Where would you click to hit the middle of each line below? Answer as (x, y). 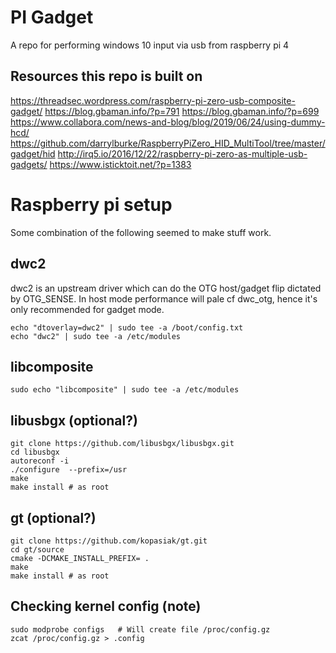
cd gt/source (37, 549)
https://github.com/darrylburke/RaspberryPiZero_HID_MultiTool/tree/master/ (168, 143)
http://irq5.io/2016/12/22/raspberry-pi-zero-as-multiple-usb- (182, 153)
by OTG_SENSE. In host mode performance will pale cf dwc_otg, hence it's (164, 298)
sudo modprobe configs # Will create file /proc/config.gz (140, 629)
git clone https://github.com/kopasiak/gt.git (109, 541)
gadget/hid (33, 153)
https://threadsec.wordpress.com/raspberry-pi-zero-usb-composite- (153, 100)
